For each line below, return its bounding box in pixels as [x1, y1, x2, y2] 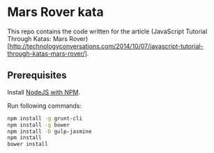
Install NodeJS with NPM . [7, 88, 81, 96]
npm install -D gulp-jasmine [7, 128, 92, 135]
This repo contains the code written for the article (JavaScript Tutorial [7, 27, 208, 35]
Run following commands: [7, 102, 82, 110]
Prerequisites [7, 70, 67, 81]
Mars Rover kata [7, 4, 104, 20]
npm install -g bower [7, 121, 70, 129]
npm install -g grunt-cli [7, 115, 82, 122]
